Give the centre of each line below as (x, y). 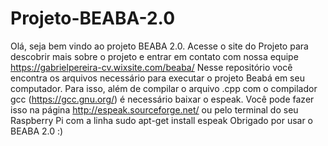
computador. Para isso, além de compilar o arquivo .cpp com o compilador (164, 88)
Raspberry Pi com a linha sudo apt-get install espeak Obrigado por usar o (162, 120)
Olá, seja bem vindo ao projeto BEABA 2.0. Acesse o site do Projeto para (159, 46)
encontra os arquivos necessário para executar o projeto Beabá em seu (157, 78)
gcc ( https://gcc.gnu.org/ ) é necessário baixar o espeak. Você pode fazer (162, 99)
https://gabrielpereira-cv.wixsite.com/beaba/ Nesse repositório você (151, 67)
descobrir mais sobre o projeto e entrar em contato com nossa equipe (154, 56)
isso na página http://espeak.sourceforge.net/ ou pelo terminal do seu (154, 109)
